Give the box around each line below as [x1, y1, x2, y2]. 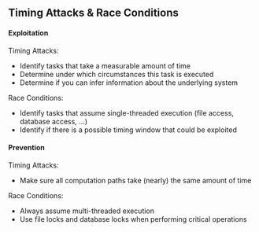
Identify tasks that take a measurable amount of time [19, 61, 191, 70]
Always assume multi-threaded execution [19, 206, 155, 215]
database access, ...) [19, 116, 88, 126]
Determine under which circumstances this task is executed [19, 69, 214, 79]
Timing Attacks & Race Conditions [8, 6, 179, 20]
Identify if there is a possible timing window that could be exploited [19, 125, 238, 134]
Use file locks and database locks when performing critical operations [19, 214, 247, 223]
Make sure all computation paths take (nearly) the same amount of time [19, 175, 252, 185]
